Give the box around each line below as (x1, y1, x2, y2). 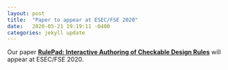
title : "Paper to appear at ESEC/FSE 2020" (7, 16, 138, 23)
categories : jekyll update (7, 29, 85, 36)
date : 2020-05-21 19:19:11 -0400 (7, 23, 111, 30)
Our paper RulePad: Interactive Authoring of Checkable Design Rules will (7, 48, 221, 56)
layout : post (7, 10, 45, 17)
